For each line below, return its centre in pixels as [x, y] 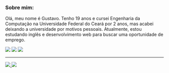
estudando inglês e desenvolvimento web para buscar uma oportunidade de [84, 35]
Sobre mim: [20, 8]
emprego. [15, 40]
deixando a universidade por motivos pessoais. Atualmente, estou [73, 29]
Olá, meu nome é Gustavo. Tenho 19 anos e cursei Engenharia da [73, 19]
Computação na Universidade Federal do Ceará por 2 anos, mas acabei [79, 24]
